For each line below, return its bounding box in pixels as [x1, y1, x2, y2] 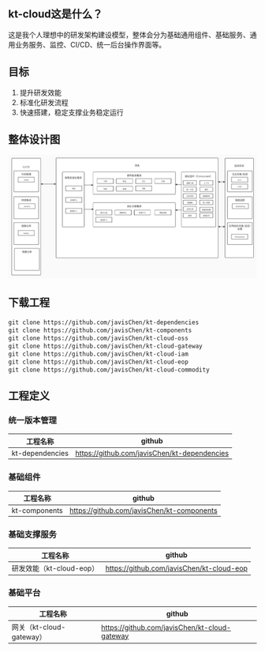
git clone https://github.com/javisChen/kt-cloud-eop [8, 358, 189, 366]
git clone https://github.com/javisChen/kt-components [8, 326, 192, 334]
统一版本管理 [8, 414, 58, 425]
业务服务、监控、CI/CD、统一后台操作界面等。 [14, 40, 166, 49]
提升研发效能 [19, 88, 62, 97]
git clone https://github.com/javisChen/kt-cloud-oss [8, 334, 189, 342]
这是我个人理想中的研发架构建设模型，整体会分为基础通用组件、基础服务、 [8, 30, 250, 40]
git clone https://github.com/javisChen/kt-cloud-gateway [8, 342, 203, 350]
